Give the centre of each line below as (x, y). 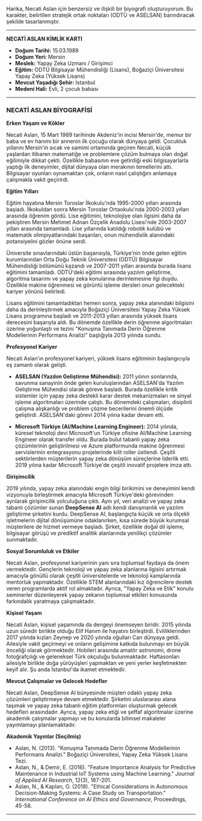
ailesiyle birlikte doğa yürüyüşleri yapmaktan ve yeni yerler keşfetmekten (96, 663)
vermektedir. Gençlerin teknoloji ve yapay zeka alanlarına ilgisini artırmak (96, 569)
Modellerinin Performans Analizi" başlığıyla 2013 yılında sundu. (84, 335)
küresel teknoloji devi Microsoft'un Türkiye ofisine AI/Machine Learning (103, 433)
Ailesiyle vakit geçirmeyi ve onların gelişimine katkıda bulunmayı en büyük (98, 644)
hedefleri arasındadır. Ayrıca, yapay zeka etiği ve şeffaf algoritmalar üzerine (100, 712)
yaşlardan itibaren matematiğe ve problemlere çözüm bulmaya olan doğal (97, 154)
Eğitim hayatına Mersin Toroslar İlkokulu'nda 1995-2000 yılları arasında (94, 203)
